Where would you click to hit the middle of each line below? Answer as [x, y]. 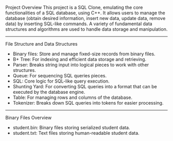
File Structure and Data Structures [41, 44]
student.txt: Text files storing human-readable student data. [76, 133]
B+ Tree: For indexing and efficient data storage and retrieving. [80, 59]
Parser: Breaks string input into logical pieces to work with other [81, 65]
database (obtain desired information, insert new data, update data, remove [85, 18]
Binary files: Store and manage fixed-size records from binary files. [84, 54]
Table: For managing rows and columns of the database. [73, 97]
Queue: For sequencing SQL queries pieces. [60, 76]
